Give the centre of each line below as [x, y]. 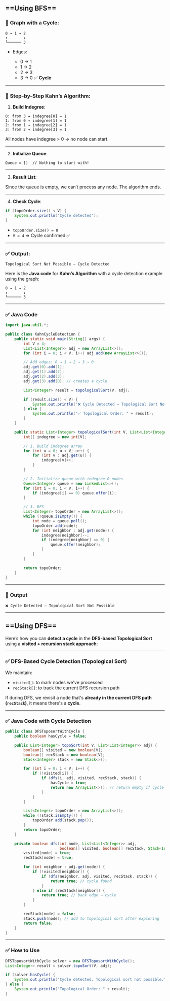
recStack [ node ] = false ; [50, 914]
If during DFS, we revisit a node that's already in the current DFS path [78, 697]
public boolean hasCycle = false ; [51, 736]
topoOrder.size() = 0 [35, 230]
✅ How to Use [23, 950]
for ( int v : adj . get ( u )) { [62, 456]
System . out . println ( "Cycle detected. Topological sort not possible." [90, 980]
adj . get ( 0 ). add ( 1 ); [44, 367]
